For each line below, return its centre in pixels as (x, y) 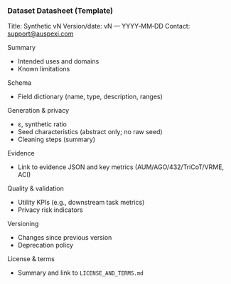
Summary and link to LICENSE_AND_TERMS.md (81, 273)
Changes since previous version (65, 238)
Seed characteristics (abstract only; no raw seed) (90, 132)
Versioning (23, 224)
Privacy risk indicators (50, 210)
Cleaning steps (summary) (57, 140)
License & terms (31, 259)
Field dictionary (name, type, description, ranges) (90, 97)
